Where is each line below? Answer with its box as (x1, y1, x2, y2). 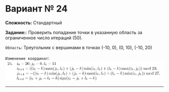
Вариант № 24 (5, 3, 68, 15)
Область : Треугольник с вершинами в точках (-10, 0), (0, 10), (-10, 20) (5, 44, 152, 50)
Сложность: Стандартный (5, 20, 62, 26)
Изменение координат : (5, 55, 50, 61)
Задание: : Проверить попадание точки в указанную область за (5, 29, 142, 35)
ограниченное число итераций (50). (5, 35, 83, 41)
